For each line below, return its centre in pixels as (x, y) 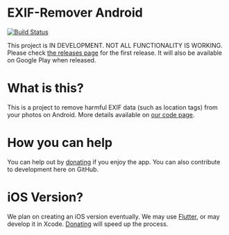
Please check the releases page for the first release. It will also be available (115, 53)
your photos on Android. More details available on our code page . (101, 114)
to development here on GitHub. (53, 169)
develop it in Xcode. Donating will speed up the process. (88, 224)
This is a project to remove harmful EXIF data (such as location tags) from (113, 107)
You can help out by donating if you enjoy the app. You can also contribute (114, 162)
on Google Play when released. (52, 60)
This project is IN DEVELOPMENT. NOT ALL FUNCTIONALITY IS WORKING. (115, 45)
